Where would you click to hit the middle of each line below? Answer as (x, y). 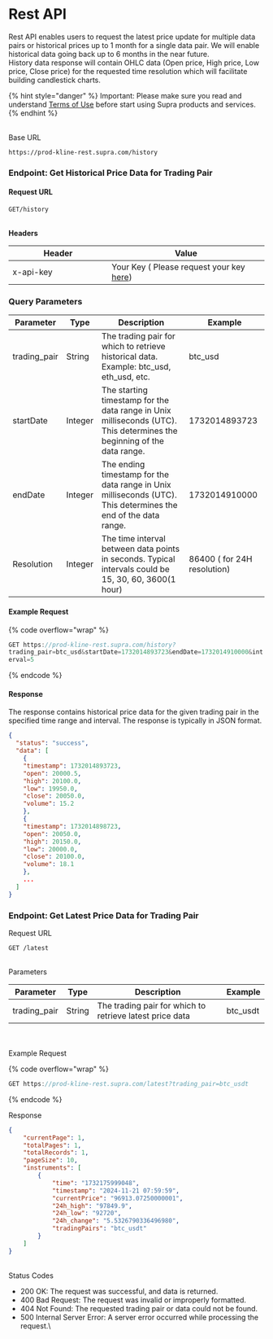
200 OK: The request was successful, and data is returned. (119, 1291)
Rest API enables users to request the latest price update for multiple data (132, 37)
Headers (23, 234)
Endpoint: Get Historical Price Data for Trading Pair (110, 173)
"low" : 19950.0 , (51, 789)
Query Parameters (45, 301)
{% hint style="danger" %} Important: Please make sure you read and (125, 95)
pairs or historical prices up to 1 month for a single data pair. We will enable (134, 45)
